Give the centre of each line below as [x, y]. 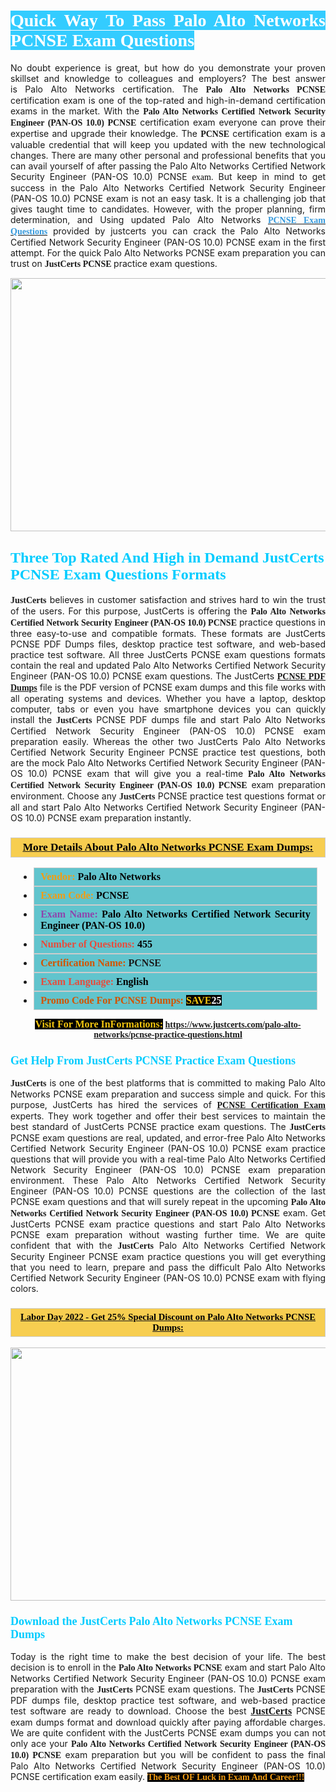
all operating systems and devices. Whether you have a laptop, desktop [168, 698]
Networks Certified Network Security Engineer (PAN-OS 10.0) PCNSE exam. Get [168, 1213]
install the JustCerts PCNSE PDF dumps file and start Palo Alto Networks [168, 719]
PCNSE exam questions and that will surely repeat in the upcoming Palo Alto [168, 1202]
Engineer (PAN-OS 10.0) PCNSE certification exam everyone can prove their [168, 122]
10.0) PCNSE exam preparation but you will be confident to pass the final [168, 1754]
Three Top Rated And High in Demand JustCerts [167, 558]
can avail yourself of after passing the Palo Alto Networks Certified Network [168, 166]
